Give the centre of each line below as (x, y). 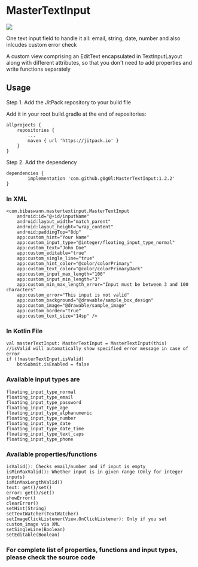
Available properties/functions (52, 454)
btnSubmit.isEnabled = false (53, 364)
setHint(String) (26, 508)
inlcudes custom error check (42, 44)
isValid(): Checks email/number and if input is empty (76, 466)
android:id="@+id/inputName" (53, 216)
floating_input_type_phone (40, 439)
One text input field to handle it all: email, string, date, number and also (93, 38)
